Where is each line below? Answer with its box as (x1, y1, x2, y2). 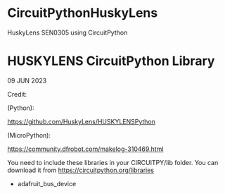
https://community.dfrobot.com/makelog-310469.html (7, 145, 164, 153)
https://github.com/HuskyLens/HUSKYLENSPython (7, 117, 156, 126)
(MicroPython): (7, 131, 51, 139)
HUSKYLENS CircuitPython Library (7, 53, 215, 69)
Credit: (7, 90, 27, 98)
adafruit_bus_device (17, 179, 77, 188)
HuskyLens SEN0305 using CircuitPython (7, 28, 128, 37)
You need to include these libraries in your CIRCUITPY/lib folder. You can (7, 158, 219, 166)
